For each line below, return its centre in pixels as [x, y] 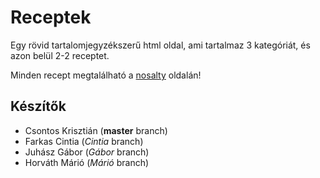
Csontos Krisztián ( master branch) [96, 130]
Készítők [38, 106]
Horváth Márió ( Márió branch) [87, 162]
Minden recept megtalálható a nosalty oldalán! [106, 75]
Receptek [51, 17]
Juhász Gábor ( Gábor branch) [87, 152]
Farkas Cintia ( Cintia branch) [84, 141]
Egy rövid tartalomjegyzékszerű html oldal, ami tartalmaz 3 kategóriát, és [160, 45]
